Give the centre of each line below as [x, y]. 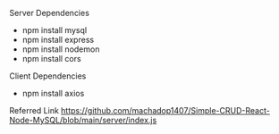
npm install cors [52, 59]
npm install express [58, 40]
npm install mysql [55, 30]
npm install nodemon [61, 49]
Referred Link [34, 110]
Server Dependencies [49, 13]
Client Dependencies [48, 76]
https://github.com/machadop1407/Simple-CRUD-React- [165, 110]
